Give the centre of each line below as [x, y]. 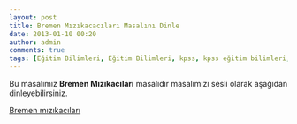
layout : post [33, 17]
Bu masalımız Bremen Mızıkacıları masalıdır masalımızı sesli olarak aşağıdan [148, 84]
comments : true [37, 50]
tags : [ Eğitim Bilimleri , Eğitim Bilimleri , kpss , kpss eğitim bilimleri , [150, 58]
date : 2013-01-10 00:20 [53, 34]
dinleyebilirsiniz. [38, 93]
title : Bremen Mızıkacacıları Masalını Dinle [94, 26]
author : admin [35, 42]
